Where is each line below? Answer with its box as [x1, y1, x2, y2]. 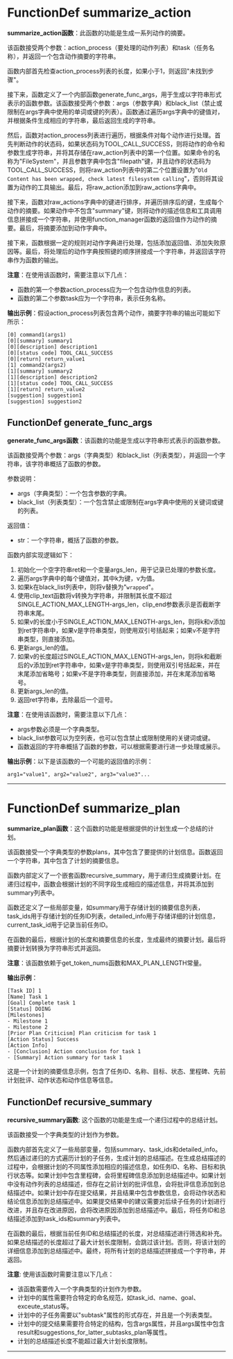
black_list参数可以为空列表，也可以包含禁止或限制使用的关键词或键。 [17, 733, 214, 742]
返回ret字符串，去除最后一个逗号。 [17, 695, 116, 703]
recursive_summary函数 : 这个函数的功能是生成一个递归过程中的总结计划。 [7, 1116, 222, 1124]
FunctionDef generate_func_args [7, 417, 153, 429]
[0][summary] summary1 [7, 337, 73, 344]
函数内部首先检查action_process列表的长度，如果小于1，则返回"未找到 [7, 67, 208, 75]
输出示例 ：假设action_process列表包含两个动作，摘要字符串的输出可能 [7, 309, 209, 317]
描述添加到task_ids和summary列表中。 [12, 1214, 125, 1222]
